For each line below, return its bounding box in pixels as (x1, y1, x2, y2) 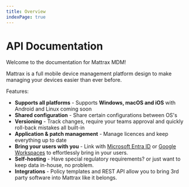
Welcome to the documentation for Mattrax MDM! (6, 59, 126, 66)
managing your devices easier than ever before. (6, 76, 122, 84)
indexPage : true (6, 14, 46, 20)
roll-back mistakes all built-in (14, 124, 85, 131)
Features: (6, 88, 29, 95)
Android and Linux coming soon (14, 105, 92, 112)
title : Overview (6, 8, 46, 15)
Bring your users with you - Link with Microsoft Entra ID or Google (14, 143, 176, 150)
